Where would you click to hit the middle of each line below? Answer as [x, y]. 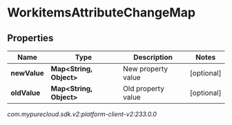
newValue [27, 73]
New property [145, 69]
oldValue [26, 93]
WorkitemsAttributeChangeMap [101, 13]
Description [153, 57]
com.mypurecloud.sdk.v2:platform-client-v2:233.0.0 [82, 114]
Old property [144, 89]
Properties [30, 38]
